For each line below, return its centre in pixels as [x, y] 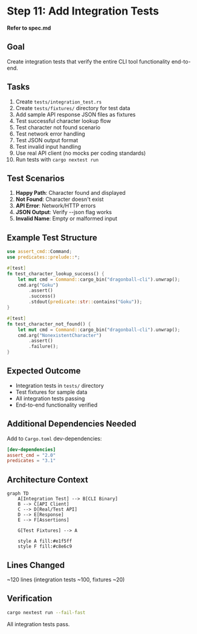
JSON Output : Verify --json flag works [64, 212]
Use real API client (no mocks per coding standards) [81, 153]
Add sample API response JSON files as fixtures [76, 114]
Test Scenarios [36, 178]
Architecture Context [47, 479]
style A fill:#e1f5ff [45, 541]
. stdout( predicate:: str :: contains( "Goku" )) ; [86, 302]
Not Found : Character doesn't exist [60, 199]
